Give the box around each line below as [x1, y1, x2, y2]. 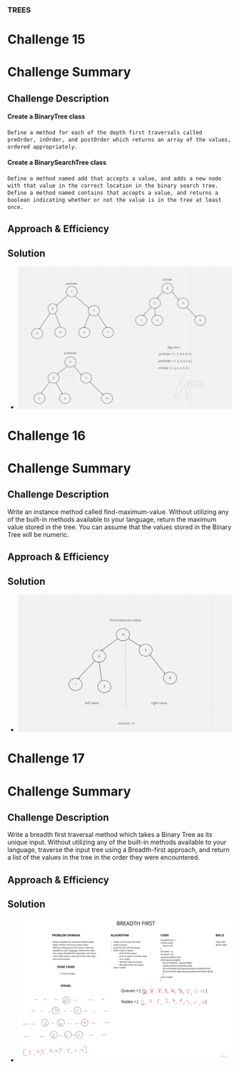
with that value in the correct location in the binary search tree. [7, 182, 219, 190]
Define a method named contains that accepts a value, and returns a [7, 189, 219, 197]
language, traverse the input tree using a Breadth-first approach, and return [7, 845, 230, 854]
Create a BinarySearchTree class [7, 159, 107, 167]
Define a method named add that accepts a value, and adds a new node [7, 175, 222, 183]
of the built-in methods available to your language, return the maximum [7, 515, 217, 523]
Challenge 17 [7, 751, 86, 767]
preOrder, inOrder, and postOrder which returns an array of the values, [7, 136, 232, 144]
